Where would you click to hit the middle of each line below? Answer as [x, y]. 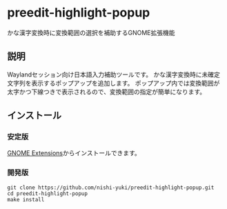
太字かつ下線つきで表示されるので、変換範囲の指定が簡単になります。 [107, 92]
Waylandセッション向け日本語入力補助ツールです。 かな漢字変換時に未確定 [114, 74]
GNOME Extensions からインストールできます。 [74, 153]
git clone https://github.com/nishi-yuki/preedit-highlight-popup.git [111, 188]
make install [26, 199]
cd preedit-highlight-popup [48, 193]
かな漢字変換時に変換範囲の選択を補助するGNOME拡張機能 [91, 32]
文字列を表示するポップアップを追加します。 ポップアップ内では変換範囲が [113, 83]
